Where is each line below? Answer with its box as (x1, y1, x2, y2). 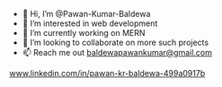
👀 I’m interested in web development (22, 18, 158, 29)
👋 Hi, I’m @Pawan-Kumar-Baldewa (22, 9, 151, 19)
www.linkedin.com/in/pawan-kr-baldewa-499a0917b (9, 68, 206, 78)
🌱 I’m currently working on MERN (22, 28, 146, 38)
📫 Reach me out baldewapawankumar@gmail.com (22, 48, 213, 57)
